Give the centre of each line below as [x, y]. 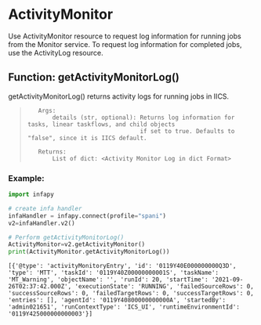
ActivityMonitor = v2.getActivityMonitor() [77, 244]
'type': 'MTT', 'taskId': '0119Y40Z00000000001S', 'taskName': [114, 273]
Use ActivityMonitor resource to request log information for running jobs [125, 36]
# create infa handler [45, 208]
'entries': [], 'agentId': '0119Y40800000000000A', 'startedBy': [117, 300]
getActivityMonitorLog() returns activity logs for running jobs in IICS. [119, 96]
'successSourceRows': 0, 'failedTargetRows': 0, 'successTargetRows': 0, [131, 294]
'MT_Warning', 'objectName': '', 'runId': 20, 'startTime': [109, 280]
